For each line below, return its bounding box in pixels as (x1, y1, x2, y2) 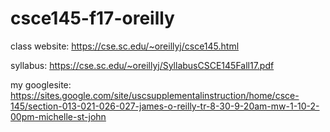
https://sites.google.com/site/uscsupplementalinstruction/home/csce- (10, 89, 300, 101)
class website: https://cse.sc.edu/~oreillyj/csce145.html (10, 40, 240, 52)
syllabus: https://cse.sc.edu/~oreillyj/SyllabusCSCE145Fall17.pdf (10, 59, 275, 71)
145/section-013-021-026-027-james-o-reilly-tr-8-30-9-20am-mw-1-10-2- (10, 100, 320, 112)
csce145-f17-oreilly (10, 7, 175, 30)
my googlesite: (10, 78, 72, 91)
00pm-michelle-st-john (10, 110, 107, 122)
